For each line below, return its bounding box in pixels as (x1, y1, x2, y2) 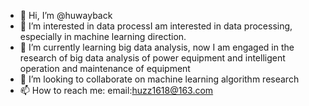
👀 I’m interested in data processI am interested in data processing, (19, 20, 293, 32)
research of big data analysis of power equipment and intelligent (19, 52, 286, 64)
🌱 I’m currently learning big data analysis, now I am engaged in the (19, 41, 295, 53)
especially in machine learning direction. (19, 31, 187, 42)
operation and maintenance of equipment (19, 63, 191, 74)
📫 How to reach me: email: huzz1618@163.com (19, 85, 214, 96)
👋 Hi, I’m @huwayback (19, 10, 113, 21)
